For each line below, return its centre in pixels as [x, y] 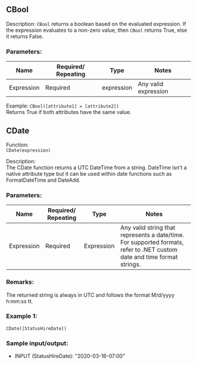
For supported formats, [152, 242]
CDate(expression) [28, 150]
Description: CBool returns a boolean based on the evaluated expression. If [96, 24]
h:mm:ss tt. [20, 301]
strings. [130, 264]
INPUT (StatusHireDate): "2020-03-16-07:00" [70, 356]
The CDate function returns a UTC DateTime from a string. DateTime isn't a [96, 168]
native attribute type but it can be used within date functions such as [89, 173]
